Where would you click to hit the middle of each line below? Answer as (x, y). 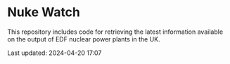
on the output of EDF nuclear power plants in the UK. (84, 39)
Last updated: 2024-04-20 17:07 (55, 53)
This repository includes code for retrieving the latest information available (115, 32)
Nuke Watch (44, 12)
